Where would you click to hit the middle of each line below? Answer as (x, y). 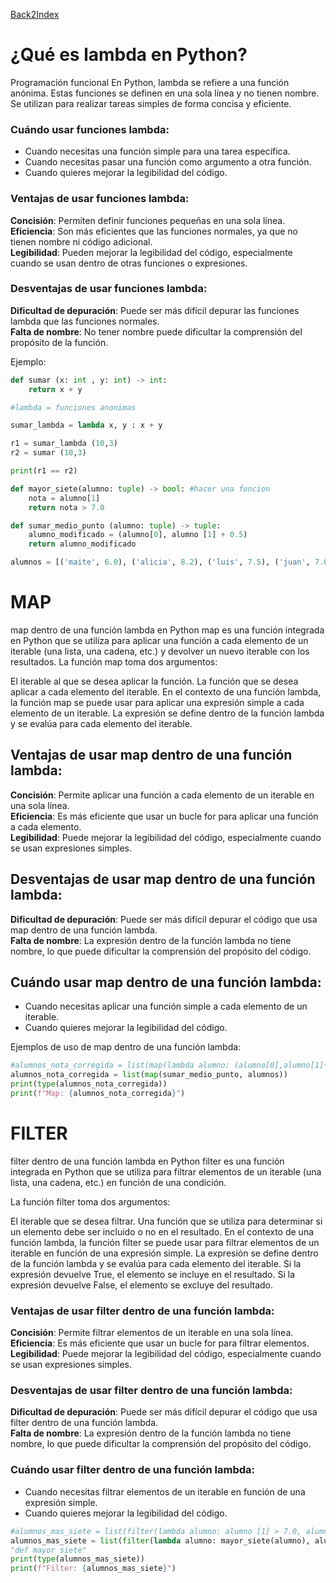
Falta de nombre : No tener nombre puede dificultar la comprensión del (156, 331)
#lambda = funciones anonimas (73, 407)
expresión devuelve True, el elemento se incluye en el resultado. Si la (153, 1274)
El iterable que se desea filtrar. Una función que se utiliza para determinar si (166, 1221)
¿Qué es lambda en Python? (129, 55)
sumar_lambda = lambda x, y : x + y (86, 425)
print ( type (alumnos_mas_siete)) (77, 1559)
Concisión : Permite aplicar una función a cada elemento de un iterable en (162, 795)
